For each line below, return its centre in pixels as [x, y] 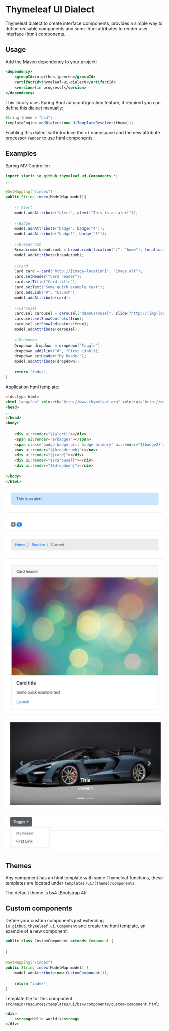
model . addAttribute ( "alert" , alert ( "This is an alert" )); [76, 213]
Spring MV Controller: [28, 166]
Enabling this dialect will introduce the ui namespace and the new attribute [83, 132]
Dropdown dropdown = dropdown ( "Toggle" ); [58, 346]
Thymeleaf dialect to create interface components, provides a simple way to [84, 23]
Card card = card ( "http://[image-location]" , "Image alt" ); [78, 271]
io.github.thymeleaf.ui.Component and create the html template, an [75, 926]
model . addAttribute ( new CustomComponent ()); [62, 973]
